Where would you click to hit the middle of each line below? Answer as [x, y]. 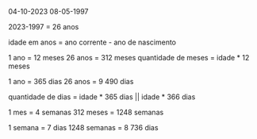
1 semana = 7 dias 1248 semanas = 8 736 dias [83, 127]
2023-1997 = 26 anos [44, 27]
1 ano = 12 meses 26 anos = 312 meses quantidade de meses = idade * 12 [129, 58]
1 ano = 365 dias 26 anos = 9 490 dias [71, 81]
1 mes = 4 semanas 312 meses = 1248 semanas [86, 112]
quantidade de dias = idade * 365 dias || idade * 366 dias [102, 97]
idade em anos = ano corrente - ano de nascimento [92, 42]
